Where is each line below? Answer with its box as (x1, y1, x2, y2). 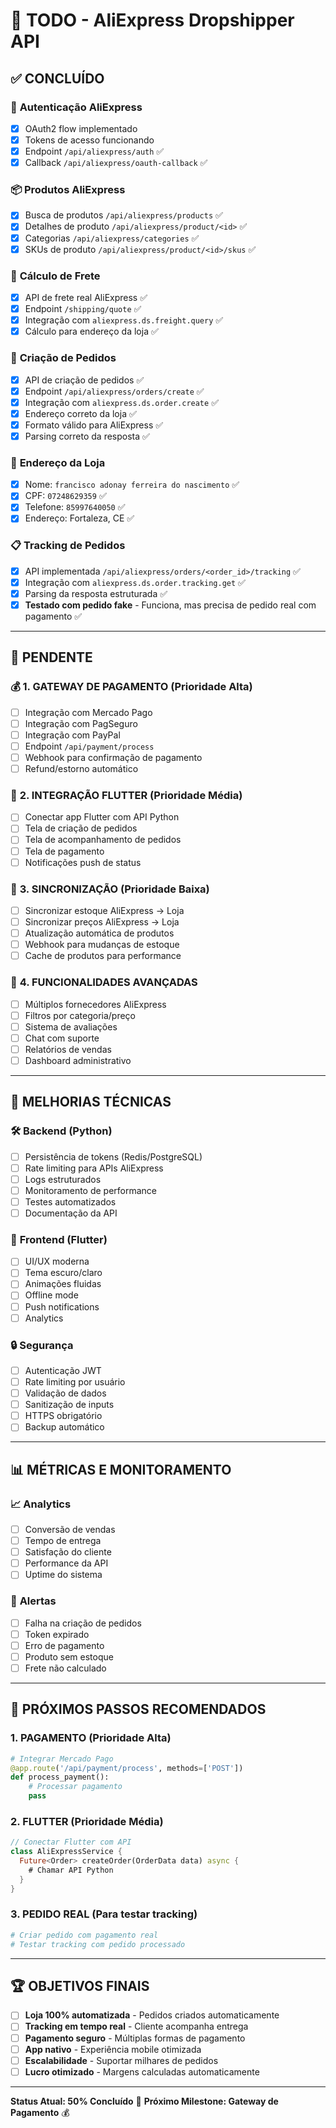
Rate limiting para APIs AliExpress (24, 1162, 164, 1174)
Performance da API (24, 1557, 109, 1569)
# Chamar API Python (28, 1865, 114, 1875)
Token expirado (24, 1628, 90, 1640)
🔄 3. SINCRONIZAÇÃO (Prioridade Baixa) (10, 882, 210, 896)
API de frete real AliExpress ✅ (24, 291, 148, 303)
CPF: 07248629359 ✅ (24, 490, 107, 502)
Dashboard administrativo (24, 1054, 132, 1066)
